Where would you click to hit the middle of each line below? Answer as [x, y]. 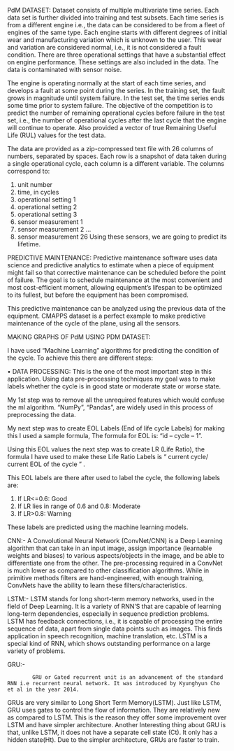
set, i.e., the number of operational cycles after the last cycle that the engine [117, 120]
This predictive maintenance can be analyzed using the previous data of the [116, 308]
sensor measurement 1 [50, 222]
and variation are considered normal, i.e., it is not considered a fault [104, 47]
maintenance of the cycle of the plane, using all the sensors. [94, 323]
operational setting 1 [46, 199]
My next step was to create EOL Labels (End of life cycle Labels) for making [116, 428]
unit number [35, 184]
